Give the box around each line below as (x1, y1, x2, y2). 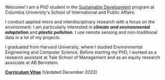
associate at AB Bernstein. (5, 60, 59, 65)
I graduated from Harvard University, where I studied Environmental (5, 44, 143, 50)
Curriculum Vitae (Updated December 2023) (5, 69, 97, 75)
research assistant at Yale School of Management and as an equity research (5, 54, 161, 60)
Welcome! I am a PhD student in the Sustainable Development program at (5, 4, 155, 10)
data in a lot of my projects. (5, 34, 61, 40)
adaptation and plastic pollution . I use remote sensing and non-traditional (5, 29, 158, 35)
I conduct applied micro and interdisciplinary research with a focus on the (5, 19, 155, 25)
